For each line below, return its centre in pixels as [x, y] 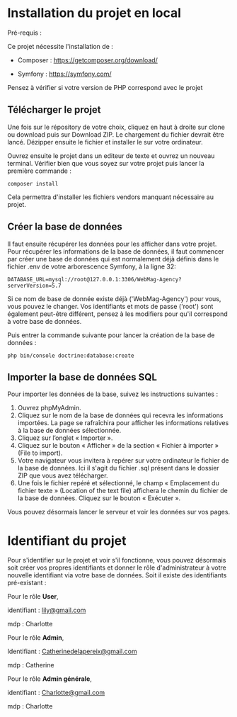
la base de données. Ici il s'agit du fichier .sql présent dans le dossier [118, 468]
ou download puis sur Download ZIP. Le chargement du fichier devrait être [116, 134]
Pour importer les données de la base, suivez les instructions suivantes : [112, 394]
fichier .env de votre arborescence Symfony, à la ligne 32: [92, 266]
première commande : [40, 171]
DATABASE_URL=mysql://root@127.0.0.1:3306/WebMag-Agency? [94, 279]
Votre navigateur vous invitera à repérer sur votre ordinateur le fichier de [123, 461]
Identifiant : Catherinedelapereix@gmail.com [72, 651]
